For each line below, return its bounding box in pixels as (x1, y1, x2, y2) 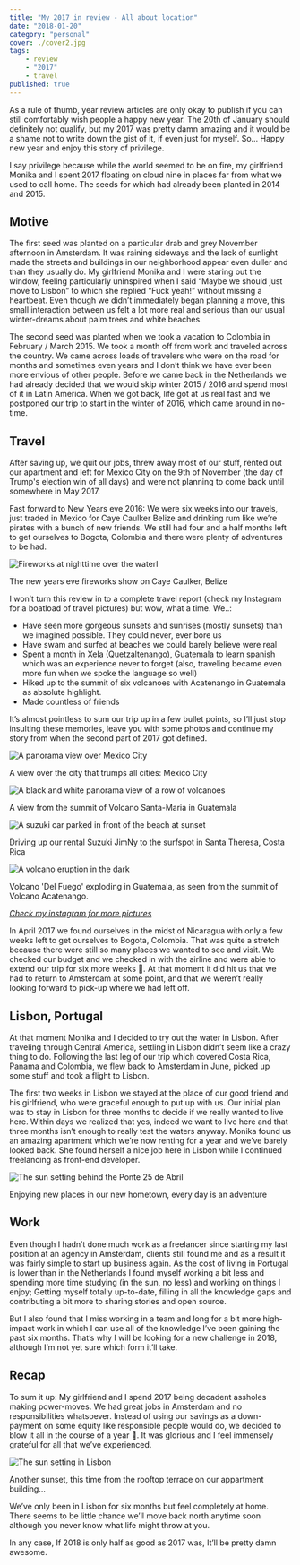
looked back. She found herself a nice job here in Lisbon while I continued (9, 1145, 282, 1156)
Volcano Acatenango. (9, 890, 90, 901)
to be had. (9, 541, 47, 552)
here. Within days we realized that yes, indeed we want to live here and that (9, 1116, 288, 1127)
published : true (9, 80, 70, 89)
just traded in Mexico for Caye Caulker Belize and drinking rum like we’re (9, 512, 278, 524)
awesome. (9, 1546, 47, 1557)
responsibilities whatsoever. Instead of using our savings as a (9, 1410, 236, 1421)
